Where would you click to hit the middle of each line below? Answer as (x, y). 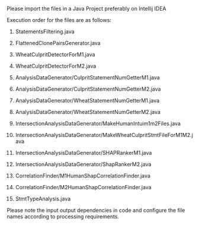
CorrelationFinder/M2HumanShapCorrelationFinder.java (83, 187)
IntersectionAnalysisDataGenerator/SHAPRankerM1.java (84, 153)
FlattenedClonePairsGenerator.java (58, 43)
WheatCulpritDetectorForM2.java (56, 66)
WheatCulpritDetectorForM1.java (55, 55)
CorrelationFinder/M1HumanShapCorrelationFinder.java (83, 176)
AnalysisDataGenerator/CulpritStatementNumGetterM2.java (88, 89)
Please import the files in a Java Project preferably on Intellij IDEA (86, 9)
